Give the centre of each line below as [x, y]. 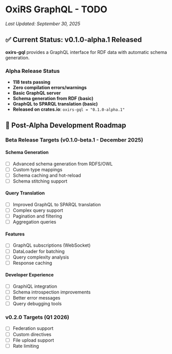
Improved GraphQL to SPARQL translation [57, 205]
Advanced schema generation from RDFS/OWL [63, 164]
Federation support [33, 328]
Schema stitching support [40, 181]
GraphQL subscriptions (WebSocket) [52, 245]
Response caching [32, 263]
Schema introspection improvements [52, 292]
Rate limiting [26, 346]
